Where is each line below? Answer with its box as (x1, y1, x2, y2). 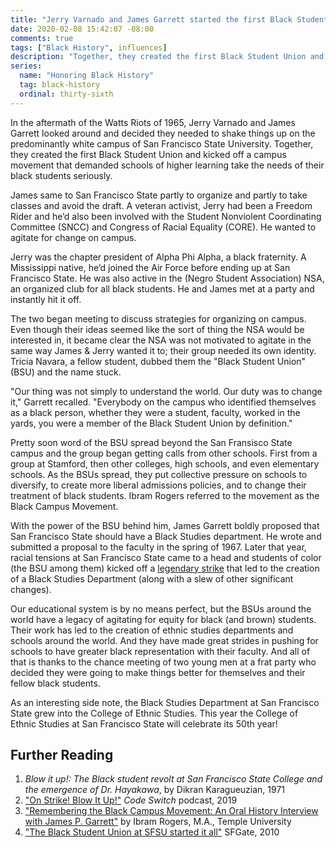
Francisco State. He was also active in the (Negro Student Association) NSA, (10, 272, 325, 284)
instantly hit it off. (10, 293, 82, 305)
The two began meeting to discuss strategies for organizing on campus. (10, 312, 307, 325)
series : (10, 61, 43, 71)
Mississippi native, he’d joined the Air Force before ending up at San (10, 261, 291, 273)
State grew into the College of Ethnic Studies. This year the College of (10, 707, 299, 719)
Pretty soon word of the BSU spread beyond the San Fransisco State (10, 436, 293, 448)
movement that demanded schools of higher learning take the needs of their (10, 159, 325, 171)
